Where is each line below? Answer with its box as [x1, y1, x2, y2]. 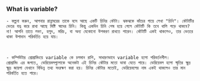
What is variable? [6, 5, 58, 13]
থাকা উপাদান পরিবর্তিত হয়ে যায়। [6, 34, 59, 40]
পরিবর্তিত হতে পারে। [6, 70, 39, 76]
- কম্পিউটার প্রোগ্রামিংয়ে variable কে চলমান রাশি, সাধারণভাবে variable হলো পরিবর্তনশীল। [6, 55, 170, 61]
